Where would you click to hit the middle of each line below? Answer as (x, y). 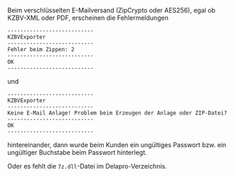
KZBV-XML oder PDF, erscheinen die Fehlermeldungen (88, 18)
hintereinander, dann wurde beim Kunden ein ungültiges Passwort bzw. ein (117, 145)
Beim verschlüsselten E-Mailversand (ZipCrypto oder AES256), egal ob (111, 10)
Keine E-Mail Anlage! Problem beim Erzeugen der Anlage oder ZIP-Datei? (117, 113)
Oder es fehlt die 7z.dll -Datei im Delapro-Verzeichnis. (87, 166)
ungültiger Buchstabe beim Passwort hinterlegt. (77, 152)
